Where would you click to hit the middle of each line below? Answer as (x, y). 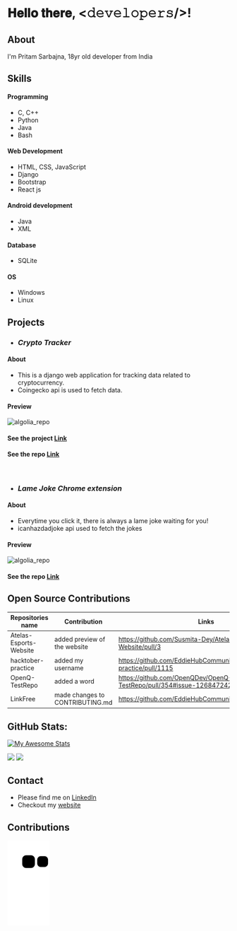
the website (71, 646)
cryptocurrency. (41, 382)
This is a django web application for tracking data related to (104, 375)
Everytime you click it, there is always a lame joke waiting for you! (113, 521)
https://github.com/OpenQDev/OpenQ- (175, 677)
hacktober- (27, 660)
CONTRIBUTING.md (83, 703)
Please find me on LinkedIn (57, 797)
